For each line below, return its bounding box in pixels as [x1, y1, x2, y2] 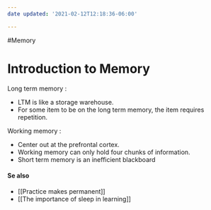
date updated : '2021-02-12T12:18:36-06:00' [7, 10, 138, 18]
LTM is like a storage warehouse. [17, 98, 114, 106]
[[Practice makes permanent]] [17, 187, 105, 195]
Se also [7, 171, 30, 180]
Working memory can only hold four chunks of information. [17, 148, 190, 156]
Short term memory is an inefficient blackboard [17, 155, 156, 163]
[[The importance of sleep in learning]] [17, 194, 131, 203]
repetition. [17, 112, 48, 121]
